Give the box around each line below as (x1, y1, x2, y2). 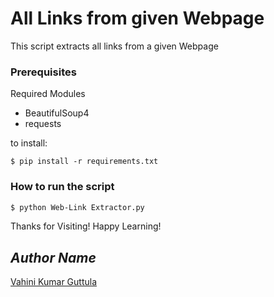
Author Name (10, 249, 97, 266)
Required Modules (10, 88, 86, 100)
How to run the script (10, 180, 115, 194)
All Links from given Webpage (10, 7, 265, 30)
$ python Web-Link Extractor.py (10, 202, 145, 212)
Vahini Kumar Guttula (10, 276, 98, 288)
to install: (10, 137, 48, 149)
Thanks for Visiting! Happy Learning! (10, 220, 162, 232)
